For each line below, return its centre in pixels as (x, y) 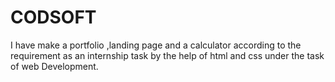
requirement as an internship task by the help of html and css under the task (167, 55)
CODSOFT (53, 17)
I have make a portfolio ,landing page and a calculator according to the (156, 45)
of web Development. (54, 66)
